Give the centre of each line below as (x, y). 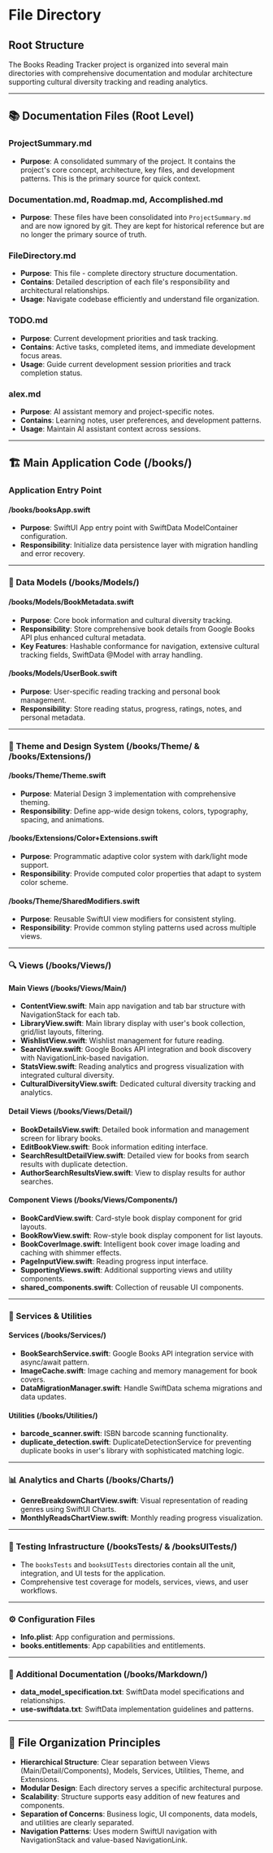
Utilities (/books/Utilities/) (53, 1415)
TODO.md (28, 321)
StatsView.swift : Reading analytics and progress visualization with (132, 1067)
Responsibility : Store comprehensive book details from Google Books (137, 629)
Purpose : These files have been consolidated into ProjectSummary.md (136, 217)
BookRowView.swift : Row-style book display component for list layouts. (141, 1235)
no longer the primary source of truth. (83, 234)
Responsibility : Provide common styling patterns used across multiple (138, 928)
